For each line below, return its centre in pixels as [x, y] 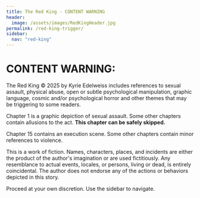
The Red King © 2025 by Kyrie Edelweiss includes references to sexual [93, 85]
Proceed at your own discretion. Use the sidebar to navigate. [81, 188]
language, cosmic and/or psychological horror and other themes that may [96, 98]
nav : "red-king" [32, 39]
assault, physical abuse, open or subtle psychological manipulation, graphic [99, 92]
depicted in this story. [33, 177]
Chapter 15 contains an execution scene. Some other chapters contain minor [100, 134]
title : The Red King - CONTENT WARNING [56, 12]
